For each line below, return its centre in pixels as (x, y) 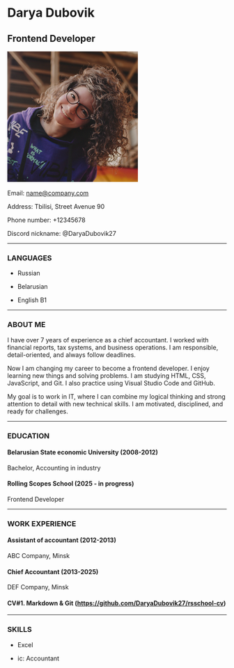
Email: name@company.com (48, 193)
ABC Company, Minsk (39, 556)
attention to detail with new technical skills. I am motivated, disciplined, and (115, 404)
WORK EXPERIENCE (42, 523)
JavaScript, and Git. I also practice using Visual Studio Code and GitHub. (111, 383)
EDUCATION (29, 436)
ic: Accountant (38, 658)
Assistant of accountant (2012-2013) (62, 540)
